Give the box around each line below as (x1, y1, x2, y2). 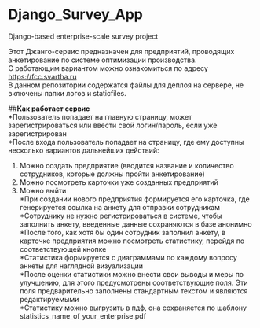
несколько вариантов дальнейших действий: (8, 146, 159, 155)
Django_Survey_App (8, 6, 143, 24)
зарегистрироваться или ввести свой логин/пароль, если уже (8, 120, 218, 130)
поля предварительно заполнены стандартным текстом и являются (19, 286, 248, 296)
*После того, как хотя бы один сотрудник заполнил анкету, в (19, 227, 226, 237)
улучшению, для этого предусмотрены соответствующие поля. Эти (19, 278, 248, 287)
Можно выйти (19, 186, 67, 195)
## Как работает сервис (8, 104, 90, 113)
